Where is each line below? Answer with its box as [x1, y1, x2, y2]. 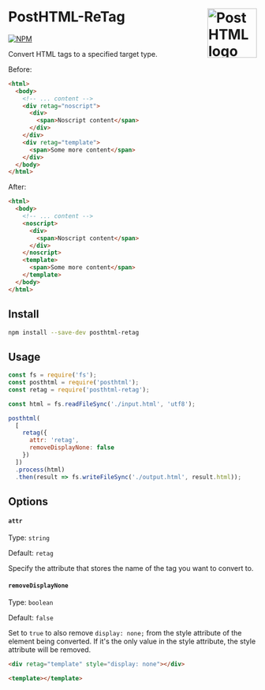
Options [8, 494, 49, 508]
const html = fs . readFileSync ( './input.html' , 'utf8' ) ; [8, 399, 196, 408]
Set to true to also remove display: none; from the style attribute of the [8, 628, 242, 638]
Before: [8, 64, 32, 74]
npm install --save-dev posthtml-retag [8, 328, 140, 336]
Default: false [8, 613, 54, 623]
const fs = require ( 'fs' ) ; [8, 371, 97, 379]
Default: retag [8, 549, 54, 558]
